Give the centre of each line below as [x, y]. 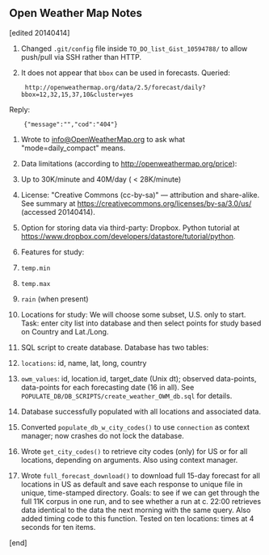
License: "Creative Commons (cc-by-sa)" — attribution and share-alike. [140, 195]
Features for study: [53, 252]
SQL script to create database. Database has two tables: [115, 347]
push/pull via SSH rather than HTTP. [81, 57]
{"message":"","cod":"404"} [71, 124]
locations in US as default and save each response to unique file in [132, 484]
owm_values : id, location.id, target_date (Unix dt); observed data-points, [139, 378]
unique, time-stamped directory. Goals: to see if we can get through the [140, 493]
